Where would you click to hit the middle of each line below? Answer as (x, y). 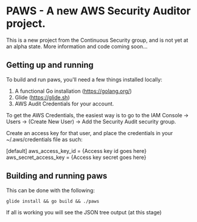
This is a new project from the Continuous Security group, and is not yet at (97, 40)
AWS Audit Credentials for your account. (64, 104)
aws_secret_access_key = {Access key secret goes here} (76, 157)
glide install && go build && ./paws (53, 201)
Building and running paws (57, 176)
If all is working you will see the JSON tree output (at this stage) (84, 212)
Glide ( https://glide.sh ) (42, 97)
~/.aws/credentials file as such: (45, 139)
